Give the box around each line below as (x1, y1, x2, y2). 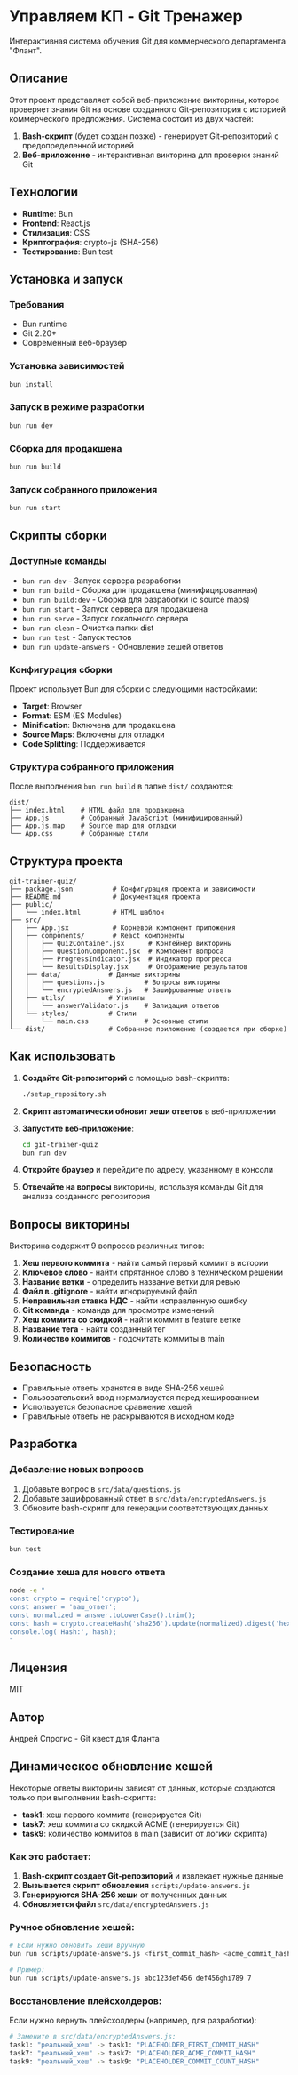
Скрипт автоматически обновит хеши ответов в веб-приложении (21, 1105, 277, 1117)
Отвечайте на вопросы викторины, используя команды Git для (21, 1182, 263, 1192)
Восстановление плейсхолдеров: (9, 1994, 162, 2007)
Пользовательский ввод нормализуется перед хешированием (21, 1392, 260, 1403)
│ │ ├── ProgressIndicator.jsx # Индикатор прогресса (9, 955, 232, 964)
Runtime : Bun (21, 208, 74, 219)
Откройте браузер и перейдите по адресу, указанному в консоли (21, 1165, 273, 1175)
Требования (9, 298, 65, 310)
